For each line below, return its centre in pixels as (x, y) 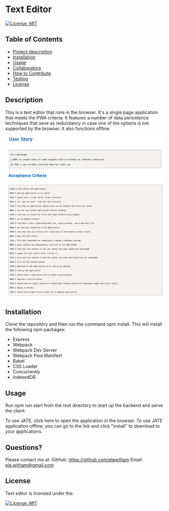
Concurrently (26, 372)
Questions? (24, 447)
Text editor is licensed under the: (39, 493)
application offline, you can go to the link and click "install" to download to (83, 426)
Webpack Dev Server (35, 350)
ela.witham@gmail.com (30, 465)
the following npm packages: (35, 330)
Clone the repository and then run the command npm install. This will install (84, 324)
